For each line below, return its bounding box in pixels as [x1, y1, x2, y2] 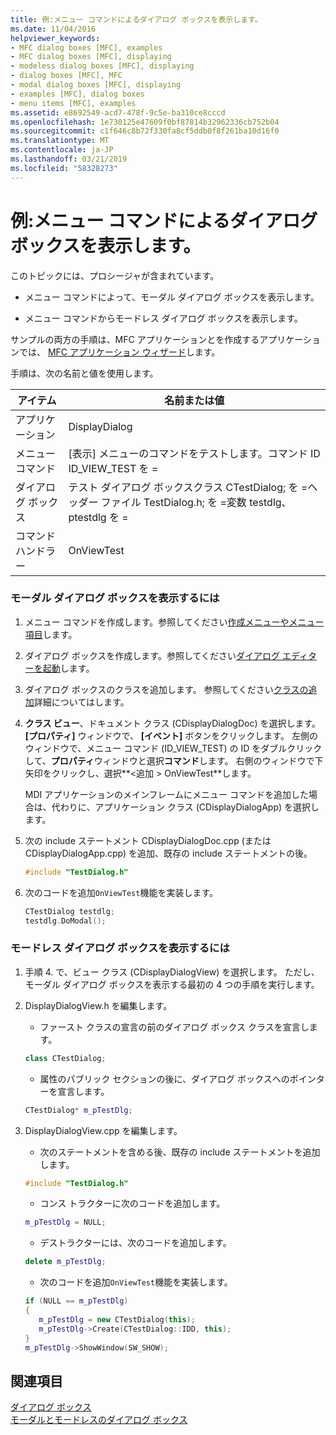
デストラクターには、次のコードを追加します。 [39, 1237, 232, 1249]
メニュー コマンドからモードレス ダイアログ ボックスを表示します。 [24, 312, 303, 324]
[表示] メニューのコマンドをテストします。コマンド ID [68, 446, 321, 460]
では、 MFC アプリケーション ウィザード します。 [18, 346, 221, 358]
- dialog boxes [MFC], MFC [10, 71, 123, 81]
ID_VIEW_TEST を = [68, 461, 159, 475]
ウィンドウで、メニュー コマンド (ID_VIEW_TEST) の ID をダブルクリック [24, 742, 323, 754]
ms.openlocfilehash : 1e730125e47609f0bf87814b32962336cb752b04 [10, 117, 280, 127]
